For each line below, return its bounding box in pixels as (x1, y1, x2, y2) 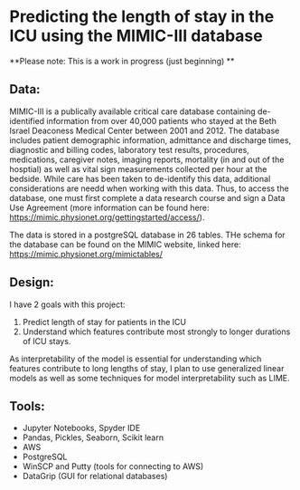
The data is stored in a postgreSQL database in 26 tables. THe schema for (9, 229, 286, 240)
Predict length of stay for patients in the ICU (22, 316, 187, 327)
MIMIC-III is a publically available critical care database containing (9, 106, 256, 117)
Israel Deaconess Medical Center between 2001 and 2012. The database (9, 125, 280, 136)
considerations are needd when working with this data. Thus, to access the (9, 183, 289, 194)
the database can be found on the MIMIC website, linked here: (9, 238, 241, 250)
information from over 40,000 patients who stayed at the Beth (46, 115, 277, 126)
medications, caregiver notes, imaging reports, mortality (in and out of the (9, 154, 285, 165)
